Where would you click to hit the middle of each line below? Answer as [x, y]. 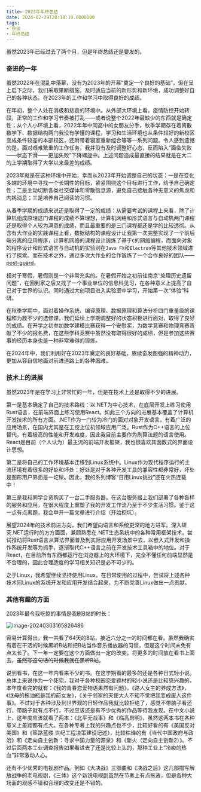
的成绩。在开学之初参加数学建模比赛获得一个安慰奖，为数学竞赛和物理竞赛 [98, 326]
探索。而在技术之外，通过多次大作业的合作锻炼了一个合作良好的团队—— [106, 255]
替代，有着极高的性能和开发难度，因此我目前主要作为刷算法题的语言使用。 [98, 435]
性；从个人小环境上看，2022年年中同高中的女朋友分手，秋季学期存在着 [94, 126]
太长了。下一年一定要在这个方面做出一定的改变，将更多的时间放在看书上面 [103, 653]
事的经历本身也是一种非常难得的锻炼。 [53, 341]
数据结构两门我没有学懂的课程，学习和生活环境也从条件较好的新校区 [111, 133]
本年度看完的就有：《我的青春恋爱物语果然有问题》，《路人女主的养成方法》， [98, 688]
